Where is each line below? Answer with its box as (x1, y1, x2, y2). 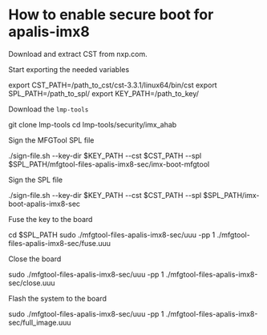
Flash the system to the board (8, 293, 107, 303)
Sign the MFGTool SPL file (8, 135, 95, 145)
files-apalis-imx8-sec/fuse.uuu (8, 238, 111, 248)
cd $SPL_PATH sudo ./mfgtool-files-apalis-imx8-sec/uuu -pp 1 (8, 230, 216, 240)
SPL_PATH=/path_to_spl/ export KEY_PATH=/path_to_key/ (8, 88, 199, 98)
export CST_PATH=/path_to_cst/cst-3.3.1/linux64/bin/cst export (8, 80, 218, 90)
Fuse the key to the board (8, 214, 93, 224)
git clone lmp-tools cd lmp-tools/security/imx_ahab (8, 119, 177, 129)
